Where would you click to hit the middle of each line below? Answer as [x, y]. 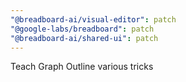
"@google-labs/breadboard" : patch [82, 29]
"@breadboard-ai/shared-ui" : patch [84, 38]
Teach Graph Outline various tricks [82, 67]
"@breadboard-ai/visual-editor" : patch [93, 19]
